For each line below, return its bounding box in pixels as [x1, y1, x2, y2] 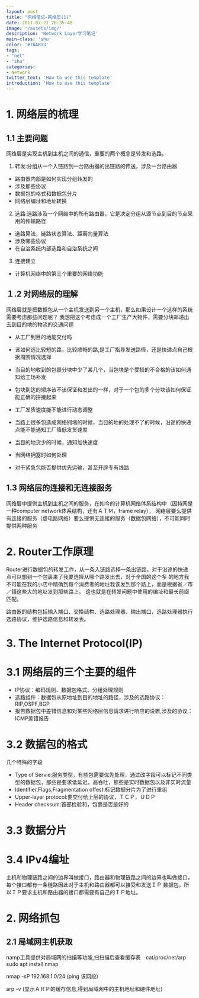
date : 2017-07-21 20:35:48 [6, 20, 73, 25]
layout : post [6, 8, 38, 15]
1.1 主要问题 [6, 133, 49, 143]
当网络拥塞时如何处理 [14, 451, 67, 458]
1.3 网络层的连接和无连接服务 [6, 483, 113, 493]
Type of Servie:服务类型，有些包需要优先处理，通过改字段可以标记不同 [14, 771, 188, 778]
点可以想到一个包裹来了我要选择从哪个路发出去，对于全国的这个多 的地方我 [6, 573, 190, 580]
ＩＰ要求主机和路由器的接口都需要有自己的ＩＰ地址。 [11, 888, 141, 895]
